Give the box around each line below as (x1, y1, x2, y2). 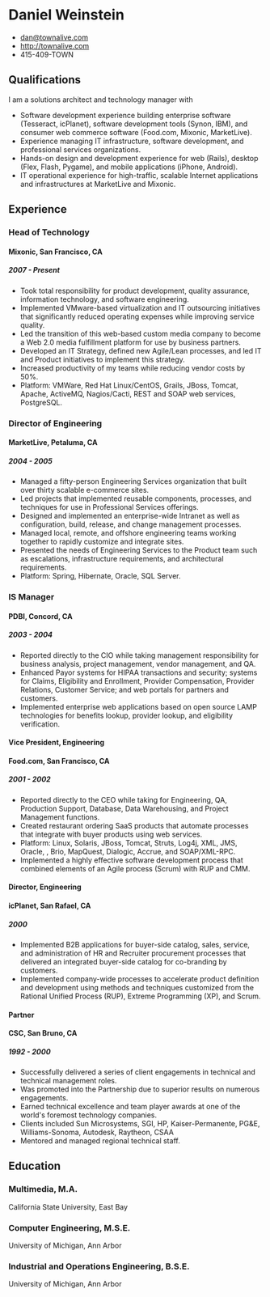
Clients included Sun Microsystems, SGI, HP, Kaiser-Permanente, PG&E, (19, 1119, 260, 1129)
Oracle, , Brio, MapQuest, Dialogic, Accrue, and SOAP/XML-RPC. (19, 846, 236, 856)
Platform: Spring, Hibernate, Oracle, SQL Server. (19, 571, 181, 581)
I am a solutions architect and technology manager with (8, 95, 193, 104)
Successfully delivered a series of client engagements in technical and (19, 1067, 256, 1077)
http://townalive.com (19, 40, 90, 50)
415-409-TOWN (19, 49, 74, 59)
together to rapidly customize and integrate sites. (19, 536, 184, 547)
